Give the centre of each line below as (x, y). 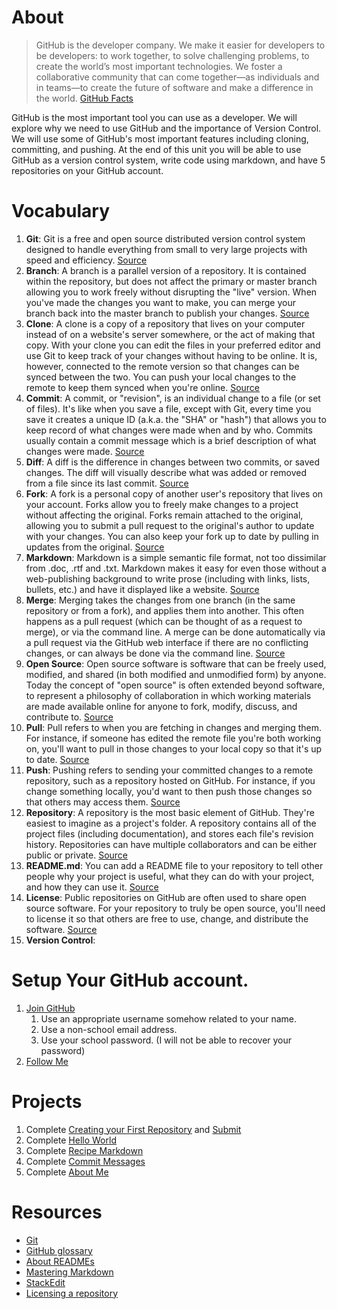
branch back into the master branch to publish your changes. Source (167, 313)
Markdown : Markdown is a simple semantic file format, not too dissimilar (176, 557)
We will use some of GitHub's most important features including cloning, (160, 138)
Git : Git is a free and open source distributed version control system (165, 238)
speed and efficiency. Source (86, 260)
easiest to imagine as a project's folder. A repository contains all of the (171, 823)
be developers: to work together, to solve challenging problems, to (172, 55)
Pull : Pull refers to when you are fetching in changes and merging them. (174, 727)
